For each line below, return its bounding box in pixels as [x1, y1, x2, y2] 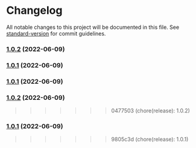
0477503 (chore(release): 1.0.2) [111, 107, 190, 114]
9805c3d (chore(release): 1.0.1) [111, 136, 189, 143]
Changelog [6, 4, 63, 17]
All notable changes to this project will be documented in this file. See [6, 23, 180, 31]
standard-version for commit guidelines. [6, 29, 106, 37]
